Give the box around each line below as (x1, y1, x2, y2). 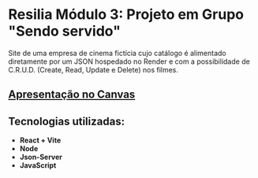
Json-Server (19, 152, 63, 162)
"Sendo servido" (8, 22, 121, 40)
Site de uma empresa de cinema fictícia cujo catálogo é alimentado (8, 48, 226, 57)
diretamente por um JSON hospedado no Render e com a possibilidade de (8, 57, 250, 66)
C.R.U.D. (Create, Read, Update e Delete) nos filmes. (8, 65, 179, 74)
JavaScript (19, 161, 57, 170)
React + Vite (19, 135, 62, 145)
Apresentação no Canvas (8, 88, 136, 102)
